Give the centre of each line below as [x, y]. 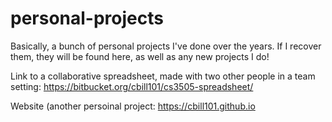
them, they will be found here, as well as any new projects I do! [140, 56]
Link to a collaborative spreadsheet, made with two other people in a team [163, 76]
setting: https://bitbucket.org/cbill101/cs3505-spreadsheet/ [132, 86]
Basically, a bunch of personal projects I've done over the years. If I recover [166, 46]
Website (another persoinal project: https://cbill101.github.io [133, 106]
